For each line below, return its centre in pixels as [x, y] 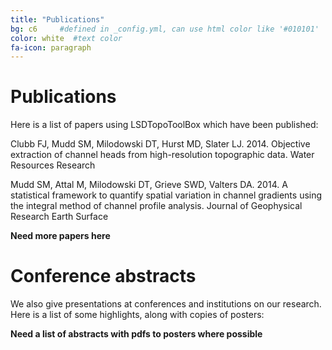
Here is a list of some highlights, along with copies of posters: [137, 315]
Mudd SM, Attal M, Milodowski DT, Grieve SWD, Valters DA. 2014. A [149, 185]
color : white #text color [66, 38]
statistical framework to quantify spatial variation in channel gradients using [166, 195]
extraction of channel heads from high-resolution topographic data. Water [162, 155]
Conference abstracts [103, 276]
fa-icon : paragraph [51, 47]
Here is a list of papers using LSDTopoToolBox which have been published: [164, 125]
